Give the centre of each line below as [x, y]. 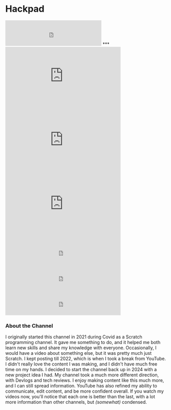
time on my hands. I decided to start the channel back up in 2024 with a [81, 370]
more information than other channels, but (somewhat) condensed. [76, 402]
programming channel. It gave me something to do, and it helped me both [83, 343]
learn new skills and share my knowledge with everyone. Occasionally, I [81, 348]
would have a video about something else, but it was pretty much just [79, 353]
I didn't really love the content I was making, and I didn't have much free [81, 364]
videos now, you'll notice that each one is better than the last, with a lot [80, 397]
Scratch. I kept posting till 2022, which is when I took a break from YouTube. [86, 359]
